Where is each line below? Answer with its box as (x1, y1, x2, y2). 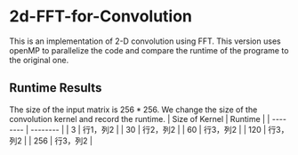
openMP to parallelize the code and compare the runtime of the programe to (9, 45, 289, 55)
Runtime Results (9, 80, 102, 95)
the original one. (9, 54, 69, 65)
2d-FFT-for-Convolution (9, 6, 193, 27)
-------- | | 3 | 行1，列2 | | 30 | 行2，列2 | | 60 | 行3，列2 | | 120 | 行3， (30, 124, 289, 135)
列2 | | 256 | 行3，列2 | (9, 135, 93, 146)
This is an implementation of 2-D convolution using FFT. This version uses (9, 36, 282, 46)
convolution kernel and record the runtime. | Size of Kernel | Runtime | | (9, 113, 270, 124)
